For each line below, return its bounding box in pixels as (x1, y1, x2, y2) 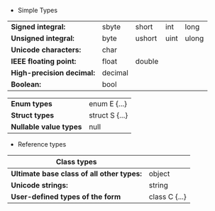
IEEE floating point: (11, 57, 77, 66)
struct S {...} (88, 110, 128, 120)
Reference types (17, 140, 67, 148)
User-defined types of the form (11, 192, 121, 201)
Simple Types (17, 6, 58, 14)
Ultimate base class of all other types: (11, 169, 142, 178)
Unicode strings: (11, 181, 69, 190)
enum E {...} (88, 99, 128, 108)
